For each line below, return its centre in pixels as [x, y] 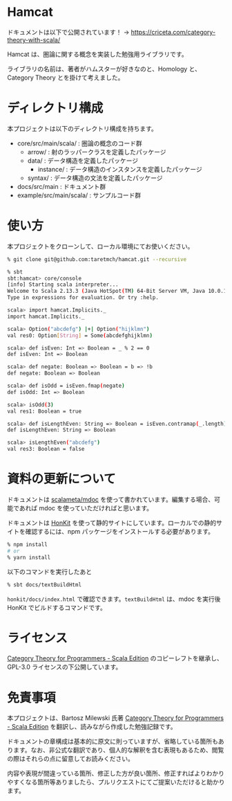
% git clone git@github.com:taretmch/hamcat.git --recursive [97, 259]
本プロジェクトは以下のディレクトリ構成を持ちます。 [82, 128]
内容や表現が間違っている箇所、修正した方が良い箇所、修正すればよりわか [113, 773]
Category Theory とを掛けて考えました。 [66, 78]
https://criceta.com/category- [173, 32]
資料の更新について [61, 479]
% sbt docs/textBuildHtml [44, 585]
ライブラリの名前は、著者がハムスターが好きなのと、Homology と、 [104, 69]
